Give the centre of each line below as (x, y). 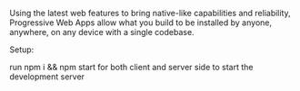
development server (47, 77)
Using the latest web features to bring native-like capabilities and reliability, (150, 13)
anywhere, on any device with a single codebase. (102, 32)
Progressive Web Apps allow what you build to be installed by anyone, (141, 23)
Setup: (22, 50)
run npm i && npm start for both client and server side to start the (131, 67)
